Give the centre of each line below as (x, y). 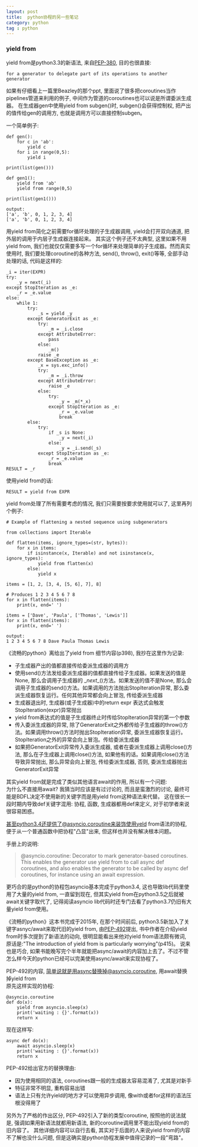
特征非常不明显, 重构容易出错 (50, 1088)
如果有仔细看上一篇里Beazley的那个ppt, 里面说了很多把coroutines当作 (91, 91)
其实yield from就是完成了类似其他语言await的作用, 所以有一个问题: (87, 781)
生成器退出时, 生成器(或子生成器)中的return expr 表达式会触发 (89, 703)
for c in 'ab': (35, 142)
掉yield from (21, 978)
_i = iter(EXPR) (26, 272)
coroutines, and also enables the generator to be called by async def (104, 868)
